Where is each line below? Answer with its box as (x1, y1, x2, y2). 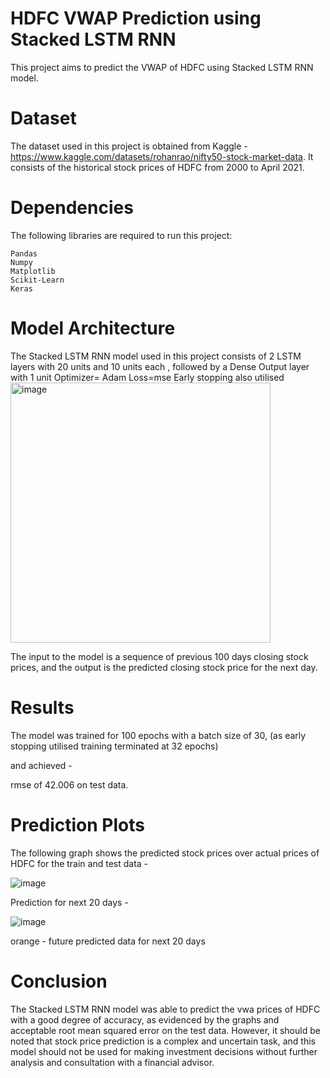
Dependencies (10, 197, 134, 219)
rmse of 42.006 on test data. (10, 778, 129, 791)
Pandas (10, 248, 38, 259)
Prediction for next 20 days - (10, 896, 129, 908)
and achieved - (10, 759, 73, 771)
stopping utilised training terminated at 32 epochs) (10, 740, 219, 752)
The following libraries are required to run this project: (10, 229, 233, 241)
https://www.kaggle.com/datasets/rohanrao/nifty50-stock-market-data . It (10, 150, 314, 162)
